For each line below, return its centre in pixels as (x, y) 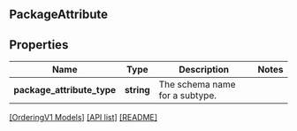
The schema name (197, 85)
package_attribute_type (65, 90)
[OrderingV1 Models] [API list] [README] (83, 118)
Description (204, 70)
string (137, 90)
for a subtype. (188, 96)
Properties (39, 45)
